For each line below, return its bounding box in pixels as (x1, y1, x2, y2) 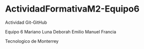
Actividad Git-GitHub (5, 19, 48, 25)
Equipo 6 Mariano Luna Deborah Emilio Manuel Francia (5, 29, 116, 34)
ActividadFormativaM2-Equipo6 (5, 3, 140, 15)
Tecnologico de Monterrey (5, 38, 59, 44)
